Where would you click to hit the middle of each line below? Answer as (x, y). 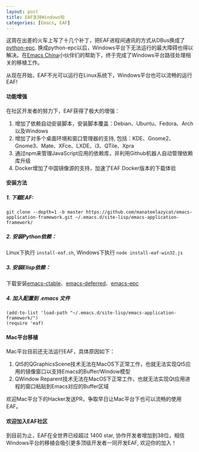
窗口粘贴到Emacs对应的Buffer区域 (67, 387)
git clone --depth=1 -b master (45, 212)
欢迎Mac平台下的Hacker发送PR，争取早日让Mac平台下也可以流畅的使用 (94, 399)
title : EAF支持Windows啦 (36, 17)
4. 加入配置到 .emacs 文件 (38, 298)
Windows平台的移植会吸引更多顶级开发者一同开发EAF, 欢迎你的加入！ (91, 443)
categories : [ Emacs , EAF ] (38, 23)
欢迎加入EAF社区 (27, 421)
